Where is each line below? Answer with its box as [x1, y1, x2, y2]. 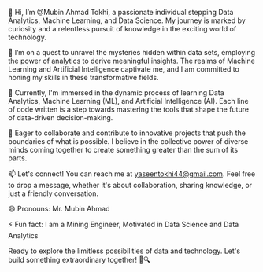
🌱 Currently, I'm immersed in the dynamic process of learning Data [8, 88, 224, 97]
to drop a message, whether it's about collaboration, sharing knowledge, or [8, 181, 253, 189]
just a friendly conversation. [8, 189, 99, 198]
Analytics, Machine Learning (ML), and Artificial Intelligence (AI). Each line [8, 97, 250, 105]
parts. [8, 153, 28, 163]
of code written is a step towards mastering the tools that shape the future [8, 105, 250, 114]
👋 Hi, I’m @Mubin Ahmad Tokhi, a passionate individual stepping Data [8, 8, 234, 17]
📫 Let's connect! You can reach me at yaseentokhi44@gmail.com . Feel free [8, 169, 256, 178]
